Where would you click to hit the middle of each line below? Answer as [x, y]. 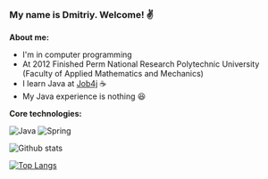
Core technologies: [46, 114]
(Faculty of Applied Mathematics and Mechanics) [113, 74]
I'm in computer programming [77, 55]
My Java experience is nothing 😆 [84, 96]
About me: [29, 37]
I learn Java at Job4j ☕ [64, 84]
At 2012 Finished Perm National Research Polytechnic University [141, 64]
